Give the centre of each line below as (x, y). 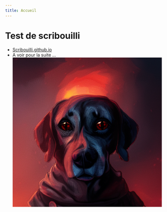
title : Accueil (21, 10)
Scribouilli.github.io (32, 49)
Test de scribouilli (43, 36)
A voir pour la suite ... (34, 55)
